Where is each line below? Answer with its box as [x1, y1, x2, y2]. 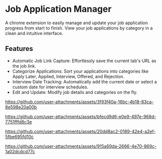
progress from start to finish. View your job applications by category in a [5, 25, 153, 31]
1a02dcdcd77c [5, 148, 36, 154]
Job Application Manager [5, 3, 112, 15]
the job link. [12, 63, 36, 69]
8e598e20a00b [5, 104, 37, 110]
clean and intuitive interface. [5, 30, 63, 36]
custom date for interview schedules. [12, 84, 88, 90]
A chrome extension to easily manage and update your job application [5, 20, 148, 26]
